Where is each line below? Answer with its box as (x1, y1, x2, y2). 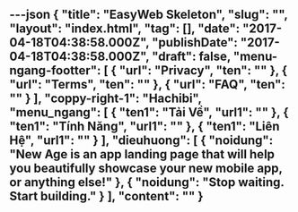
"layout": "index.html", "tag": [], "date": (9, 21, 241, 37)
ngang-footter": (9, 63, 101, 79)
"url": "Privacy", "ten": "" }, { (118, 63, 288, 79)
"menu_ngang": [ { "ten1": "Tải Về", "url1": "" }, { (9, 105, 289, 120)
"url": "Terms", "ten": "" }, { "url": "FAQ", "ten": (9, 77, 285, 92)
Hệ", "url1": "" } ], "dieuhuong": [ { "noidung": (9, 133, 274, 148)
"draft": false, (151, 49, 232, 64)
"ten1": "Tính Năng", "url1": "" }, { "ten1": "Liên (9, 119, 280, 134)
